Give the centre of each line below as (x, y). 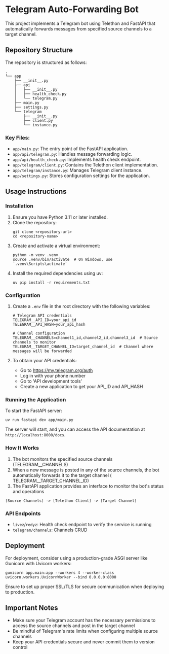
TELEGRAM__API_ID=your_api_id (45, 320)
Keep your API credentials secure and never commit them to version (84, 642)
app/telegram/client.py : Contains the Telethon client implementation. (85, 165)
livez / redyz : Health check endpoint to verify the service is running (82, 524)
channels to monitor (34, 342)
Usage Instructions (36, 192)
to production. (20, 592)
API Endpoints (23, 513)
